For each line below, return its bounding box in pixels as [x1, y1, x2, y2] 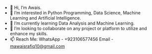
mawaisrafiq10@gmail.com [9, 43, 65, 49]
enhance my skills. [9, 31, 48, 36]
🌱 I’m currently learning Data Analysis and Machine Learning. [9, 20, 135, 26]
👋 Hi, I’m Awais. [9, 5, 42, 10]
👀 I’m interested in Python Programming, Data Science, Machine [9, 10, 141, 16]
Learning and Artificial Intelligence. [9, 15, 81, 21]
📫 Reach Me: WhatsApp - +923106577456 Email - [9, 36, 114, 42]
